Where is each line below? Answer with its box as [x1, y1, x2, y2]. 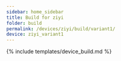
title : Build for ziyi [6, 14, 64, 21]
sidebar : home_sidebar [6, 8, 64, 15]
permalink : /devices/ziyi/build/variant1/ [6, 25, 116, 32]
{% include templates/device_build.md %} [6, 48, 112, 55]
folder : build [6, 20, 43, 26]
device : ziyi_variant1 [6, 31, 64, 37]
